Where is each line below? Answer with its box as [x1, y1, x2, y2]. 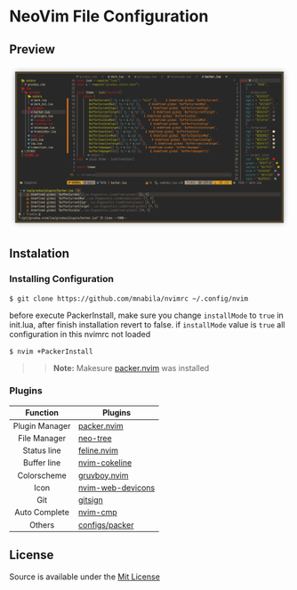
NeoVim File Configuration [9, 6, 209, 27]
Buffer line [23, 457, 61, 468]
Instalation [9, 247, 69, 262]
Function [25, 408, 60, 418]
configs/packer [78, 519, 134, 530]
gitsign [78, 495, 104, 505]
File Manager [17, 432, 67, 443]
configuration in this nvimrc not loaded [9, 328, 151, 339]
